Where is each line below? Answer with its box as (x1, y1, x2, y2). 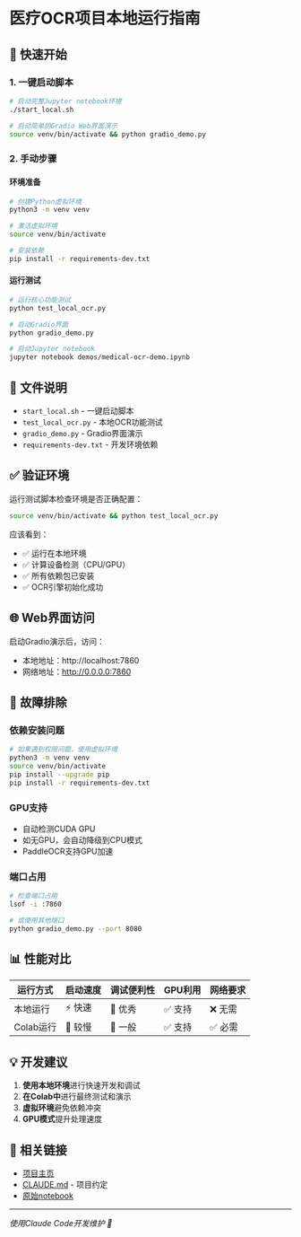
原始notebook (21, 1190, 74, 1201)
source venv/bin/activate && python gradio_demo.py (9, 129, 206, 139)
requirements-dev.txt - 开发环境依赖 (21, 439, 159, 450)
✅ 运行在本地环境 (21, 548, 87, 558)
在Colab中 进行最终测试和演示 (21, 1092, 132, 1102)
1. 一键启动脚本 (9, 75, 74, 88)
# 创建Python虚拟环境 (9, 197, 82, 206)
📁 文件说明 (9, 380, 67, 395)
